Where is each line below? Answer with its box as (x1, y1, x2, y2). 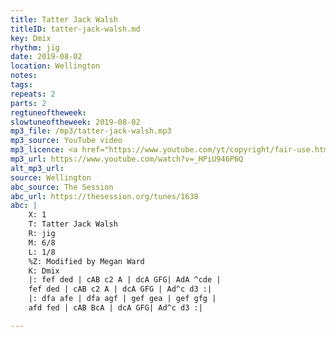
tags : (10, 80, 33, 90)
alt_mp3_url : (10, 163, 65, 173)
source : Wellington (10, 172, 92, 183)
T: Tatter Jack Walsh (28, 219, 118, 230)
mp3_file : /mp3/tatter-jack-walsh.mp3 (10, 126, 172, 136)
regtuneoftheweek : (10, 107, 87, 118)
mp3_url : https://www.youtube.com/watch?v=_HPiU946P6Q (10, 154, 244, 164)
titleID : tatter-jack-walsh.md (10, 24, 141, 34)
